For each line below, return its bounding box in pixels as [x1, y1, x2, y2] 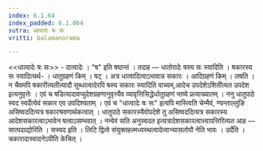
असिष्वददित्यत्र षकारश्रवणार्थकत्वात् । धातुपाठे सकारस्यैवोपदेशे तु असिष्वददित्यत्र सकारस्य [8, 107, 228, 117]
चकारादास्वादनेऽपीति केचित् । [8, 134, 83, 144]
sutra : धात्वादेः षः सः [8, 26, 65, 34]
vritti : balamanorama [8, 33, 80, 42]
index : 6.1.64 [8, 11, 56, 20]
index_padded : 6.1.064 [8, 19, 84, 27]
